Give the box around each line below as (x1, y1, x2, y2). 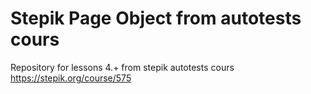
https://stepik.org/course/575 (10, 72, 132, 84)
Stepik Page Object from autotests (10, 7, 302, 30)
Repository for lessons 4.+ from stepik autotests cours (10, 61, 235, 73)
